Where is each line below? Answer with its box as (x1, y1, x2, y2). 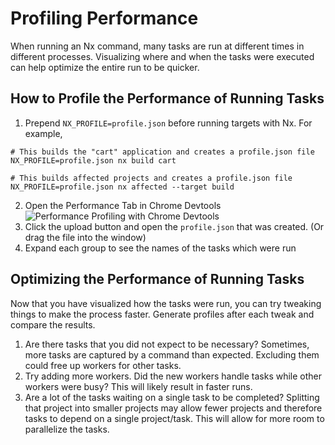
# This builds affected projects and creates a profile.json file (10, 173, 293, 183)
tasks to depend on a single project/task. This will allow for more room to (24, 412, 325, 424)
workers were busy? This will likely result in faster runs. (24, 380, 253, 392)
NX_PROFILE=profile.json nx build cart (10, 155, 177, 166)
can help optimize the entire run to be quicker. (10, 61, 200, 73)
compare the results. (10, 318, 96, 331)
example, (24, 127, 63, 139)
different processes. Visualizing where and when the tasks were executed (10, 50, 315, 62)
